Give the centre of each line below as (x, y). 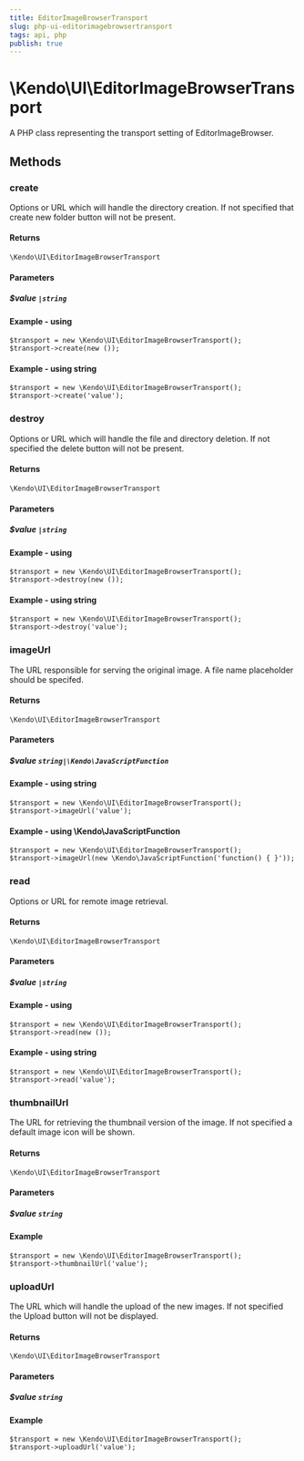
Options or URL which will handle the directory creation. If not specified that (152, 207)
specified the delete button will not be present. (97, 448)
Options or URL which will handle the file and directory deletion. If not (140, 438)
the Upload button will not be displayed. (84, 1316)
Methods (35, 162)
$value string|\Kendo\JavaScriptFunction (89, 761)
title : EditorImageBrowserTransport (79, 18)
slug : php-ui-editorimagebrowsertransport (91, 26)
